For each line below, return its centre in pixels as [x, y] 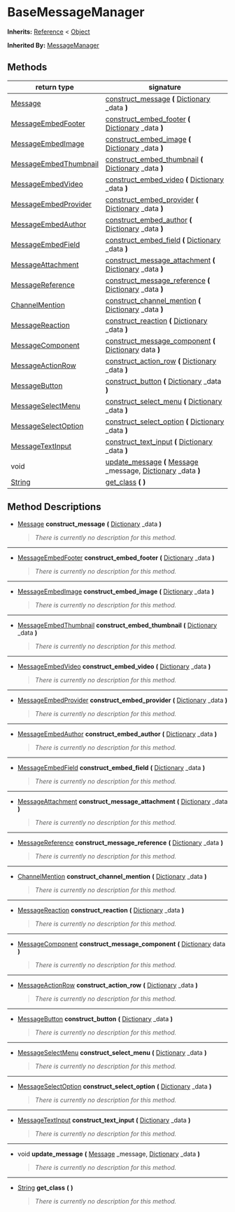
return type [55, 87]
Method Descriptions [54, 507]
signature [165, 87]
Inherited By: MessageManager [53, 45]
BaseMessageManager [76, 12]
